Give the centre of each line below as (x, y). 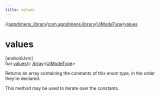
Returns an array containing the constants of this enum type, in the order (80, 73)
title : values (20, 10)
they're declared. (23, 78)
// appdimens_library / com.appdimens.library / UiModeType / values (71, 24)
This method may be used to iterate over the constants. (62, 88)
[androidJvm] (19, 58)
